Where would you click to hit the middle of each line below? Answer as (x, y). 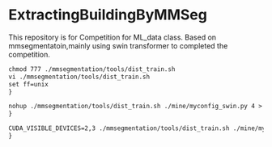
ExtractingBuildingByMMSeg (108, 15)
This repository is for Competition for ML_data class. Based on (113, 37)
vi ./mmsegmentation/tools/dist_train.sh (79, 77)
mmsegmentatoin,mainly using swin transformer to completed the (118, 45)
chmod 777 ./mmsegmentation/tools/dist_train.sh (92, 69)
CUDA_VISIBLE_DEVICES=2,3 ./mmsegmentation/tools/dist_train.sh (119, 128)
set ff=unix (28, 84)
